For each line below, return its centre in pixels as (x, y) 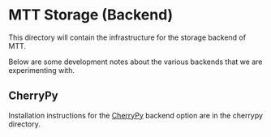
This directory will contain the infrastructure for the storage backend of (127, 37)
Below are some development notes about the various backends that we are (135, 62)
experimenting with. (42, 70)
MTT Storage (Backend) (91, 15)
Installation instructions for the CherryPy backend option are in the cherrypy (136, 115)
